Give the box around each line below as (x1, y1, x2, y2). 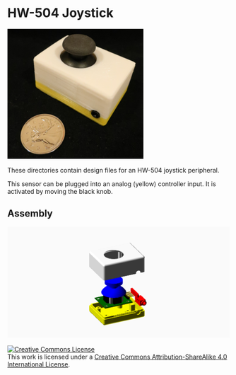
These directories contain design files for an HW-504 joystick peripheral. (7, 166, 220, 174)
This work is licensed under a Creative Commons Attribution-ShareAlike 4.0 (7, 352, 228, 362)
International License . (7, 360, 71, 369)
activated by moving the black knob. (7, 187, 113, 195)
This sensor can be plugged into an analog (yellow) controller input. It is (7, 179, 217, 188)
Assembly (7, 207, 53, 220)
